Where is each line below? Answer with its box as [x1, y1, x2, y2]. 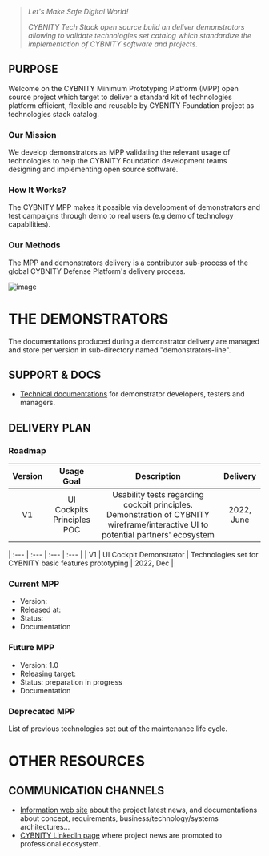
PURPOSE [8, 62, 58, 76]
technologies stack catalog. [8, 109, 100, 119]
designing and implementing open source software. [8, 164, 179, 175]
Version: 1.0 [19, 660, 58, 669]
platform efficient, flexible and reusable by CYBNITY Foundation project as [8, 100, 255, 111]
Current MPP [8, 578, 60, 589]
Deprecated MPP [8, 705, 76, 717]
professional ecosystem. [19, 839, 102, 849]
